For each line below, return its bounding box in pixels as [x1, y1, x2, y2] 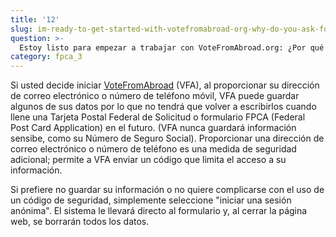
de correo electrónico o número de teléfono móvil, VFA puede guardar [10, 90, 300, 102]
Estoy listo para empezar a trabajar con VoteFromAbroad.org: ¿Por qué [19, 42, 325, 53]
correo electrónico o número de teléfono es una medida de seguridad [10, 143, 297, 155]
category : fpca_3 [10, 52, 83, 62]
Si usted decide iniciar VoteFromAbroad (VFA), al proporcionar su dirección [10, 79, 320, 91]
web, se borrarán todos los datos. [10, 216, 150, 228]
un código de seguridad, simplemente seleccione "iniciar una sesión [10, 194, 292, 206]
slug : [10, 24, 33, 34]
